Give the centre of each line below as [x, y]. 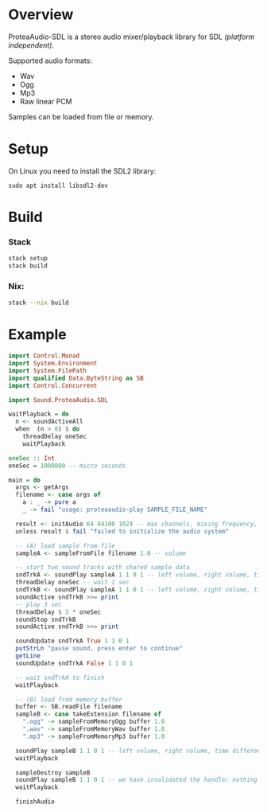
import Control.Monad [44, 356]
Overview [41, 15]
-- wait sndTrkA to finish [60, 677]
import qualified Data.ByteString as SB [76, 378]
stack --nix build [39, 303]
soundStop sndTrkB [46, 619]
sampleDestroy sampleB [53, 773]
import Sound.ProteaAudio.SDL [58, 400]
